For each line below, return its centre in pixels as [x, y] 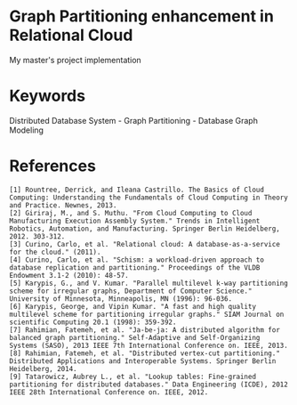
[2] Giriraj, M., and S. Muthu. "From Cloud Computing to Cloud [131, 213]
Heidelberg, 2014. [43, 369]
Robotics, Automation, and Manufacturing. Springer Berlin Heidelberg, [144, 229]
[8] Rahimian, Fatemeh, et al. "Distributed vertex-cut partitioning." [144, 353]
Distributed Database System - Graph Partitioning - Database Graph [133, 120]
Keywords [48, 96]
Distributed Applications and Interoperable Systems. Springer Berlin [143, 361]
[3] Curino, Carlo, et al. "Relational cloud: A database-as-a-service [144, 244]
